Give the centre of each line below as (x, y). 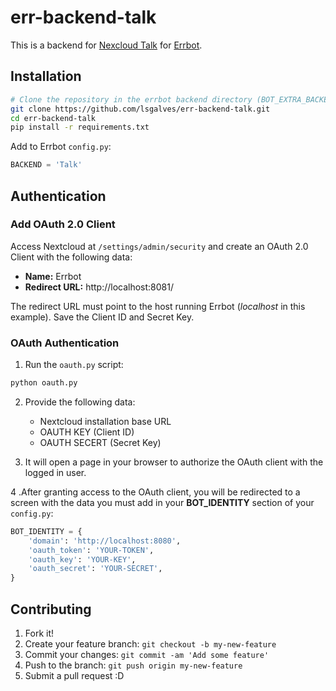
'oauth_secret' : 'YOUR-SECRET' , (95, 569)
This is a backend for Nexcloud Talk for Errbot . (106, 45)
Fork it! (39, 633)
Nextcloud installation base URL (105, 421)
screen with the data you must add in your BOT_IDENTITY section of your (162, 502)
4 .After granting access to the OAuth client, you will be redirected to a (155, 492)
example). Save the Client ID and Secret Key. (102, 317)
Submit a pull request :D (74, 676)
